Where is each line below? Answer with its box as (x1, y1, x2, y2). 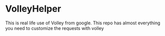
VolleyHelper (5, 3, 61, 15)
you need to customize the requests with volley (5, 25, 104, 31)
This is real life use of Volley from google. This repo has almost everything (5, 20, 161, 26)
